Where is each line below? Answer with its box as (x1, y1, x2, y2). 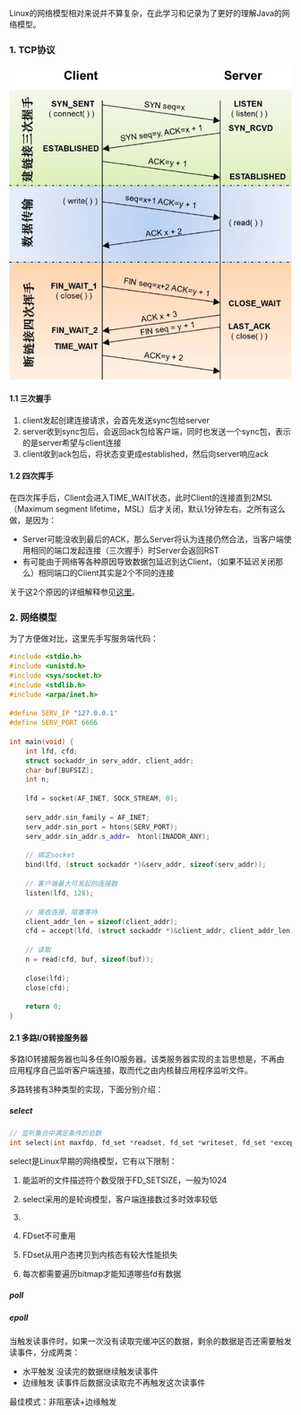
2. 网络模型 (9, 611, 57, 624)
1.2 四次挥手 (9, 470, 54, 482)
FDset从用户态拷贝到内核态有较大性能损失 (21, 1250, 178, 1261)
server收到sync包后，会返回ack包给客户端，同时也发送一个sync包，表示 (21, 425, 291, 437)
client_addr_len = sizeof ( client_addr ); (25, 917, 178, 926)
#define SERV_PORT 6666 (9, 719, 99, 728)
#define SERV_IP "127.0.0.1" (9, 709, 118, 718)
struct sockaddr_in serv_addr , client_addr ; (25, 756, 194, 765)
